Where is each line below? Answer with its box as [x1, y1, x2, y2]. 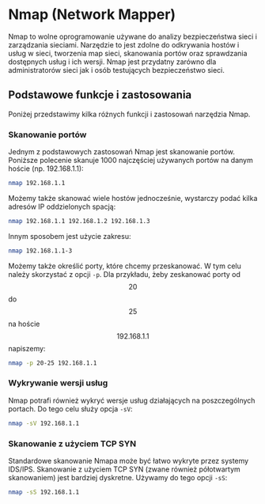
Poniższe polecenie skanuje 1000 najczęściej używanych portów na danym [8, 156, 253, 165]
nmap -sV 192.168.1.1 [8, 419, 80, 427]
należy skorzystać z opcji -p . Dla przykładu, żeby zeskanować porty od [8, 269, 241, 279]
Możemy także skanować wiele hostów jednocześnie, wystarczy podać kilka [8, 193, 258, 203]
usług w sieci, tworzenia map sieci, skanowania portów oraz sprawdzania [8, 48, 248, 58]
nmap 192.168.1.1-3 [8, 247, 73, 255]
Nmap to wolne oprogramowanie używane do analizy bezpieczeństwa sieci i [8, 32, 257, 41]
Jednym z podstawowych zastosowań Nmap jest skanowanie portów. [8, 147, 236, 157]
